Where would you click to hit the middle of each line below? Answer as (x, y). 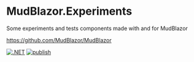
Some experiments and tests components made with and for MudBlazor (97, 28)
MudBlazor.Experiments (69, 11)
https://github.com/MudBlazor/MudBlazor (59, 40)
